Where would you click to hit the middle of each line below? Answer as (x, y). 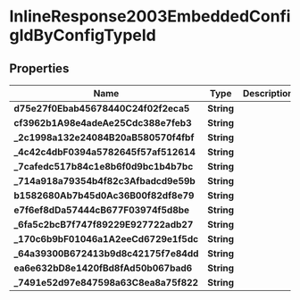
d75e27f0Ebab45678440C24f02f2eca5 (102, 108)
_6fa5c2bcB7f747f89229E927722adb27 (104, 225)
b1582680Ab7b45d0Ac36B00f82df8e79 (104, 196)
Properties (39, 68)
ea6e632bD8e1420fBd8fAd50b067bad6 (103, 268)
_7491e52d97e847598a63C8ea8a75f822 (106, 283)
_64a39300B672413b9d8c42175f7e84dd (106, 254)
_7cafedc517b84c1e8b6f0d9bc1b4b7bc (104, 167)
